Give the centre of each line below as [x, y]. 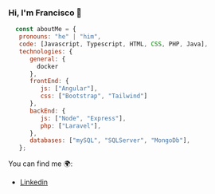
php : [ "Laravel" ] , [71, 126]
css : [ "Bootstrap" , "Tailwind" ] [94, 96]
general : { [47, 59]
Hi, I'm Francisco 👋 [45, 13]
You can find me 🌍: [41, 164]
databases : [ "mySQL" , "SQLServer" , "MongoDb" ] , [110, 141]
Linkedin [34, 182]
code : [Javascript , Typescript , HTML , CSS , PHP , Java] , [113, 44]
